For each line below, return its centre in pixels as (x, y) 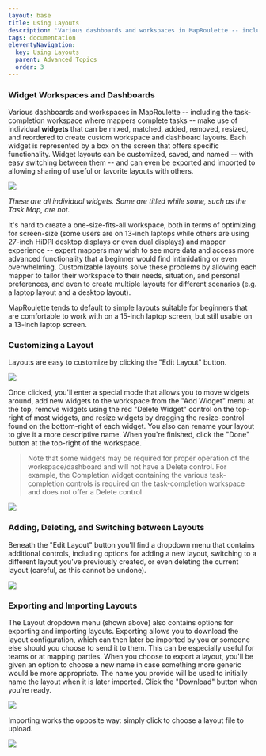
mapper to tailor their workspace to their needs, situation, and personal (124, 276)
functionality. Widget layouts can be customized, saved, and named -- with (131, 155)
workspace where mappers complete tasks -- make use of (142, 120)
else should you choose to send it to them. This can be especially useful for (131, 647)
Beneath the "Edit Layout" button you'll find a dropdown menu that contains (131, 544)
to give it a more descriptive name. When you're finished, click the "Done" (129, 435)
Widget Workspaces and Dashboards (82, 94)
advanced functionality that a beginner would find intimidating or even (123, 259)
